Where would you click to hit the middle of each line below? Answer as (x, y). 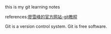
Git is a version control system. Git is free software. (56, 26)
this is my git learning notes (32, 7)
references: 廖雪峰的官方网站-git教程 (41, 17)
